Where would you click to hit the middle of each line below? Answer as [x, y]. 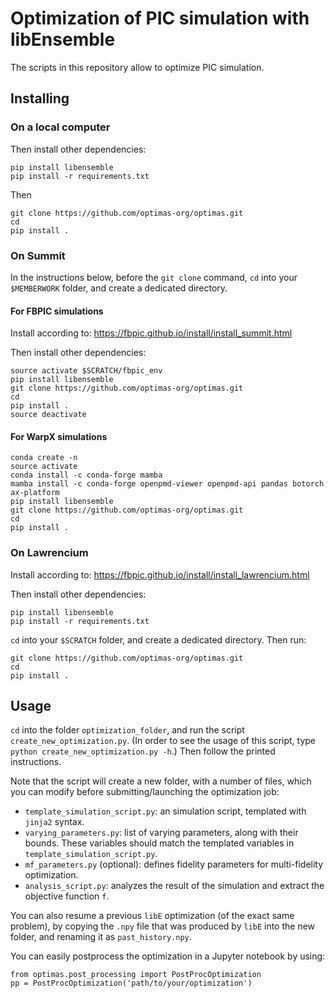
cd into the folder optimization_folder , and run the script [127, 730]
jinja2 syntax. [54, 822]
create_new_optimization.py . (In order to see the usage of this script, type [163, 741]
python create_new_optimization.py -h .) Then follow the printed [143, 751]
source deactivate [48, 415]
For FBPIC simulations [57, 311]
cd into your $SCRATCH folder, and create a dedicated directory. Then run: [158, 639]
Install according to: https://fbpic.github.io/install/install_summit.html [151, 333]
